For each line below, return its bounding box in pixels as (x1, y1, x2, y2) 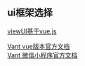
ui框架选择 (7, 6, 53, 19)
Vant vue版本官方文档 (7, 42, 70, 50)
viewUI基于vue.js (7, 27, 57, 35)
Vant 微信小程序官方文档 (7, 50, 78, 59)
